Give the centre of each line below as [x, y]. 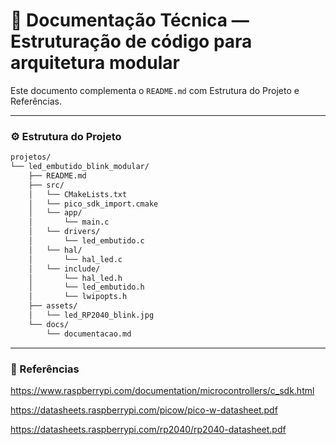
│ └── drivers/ [64, 232]
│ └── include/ [64, 269]
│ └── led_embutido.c [86, 241]
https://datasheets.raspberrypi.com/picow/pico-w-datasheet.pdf [144, 410]
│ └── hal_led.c [75, 259]
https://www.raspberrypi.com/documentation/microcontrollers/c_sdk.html [162, 391]
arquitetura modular [95, 63]
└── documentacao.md [89, 334]
